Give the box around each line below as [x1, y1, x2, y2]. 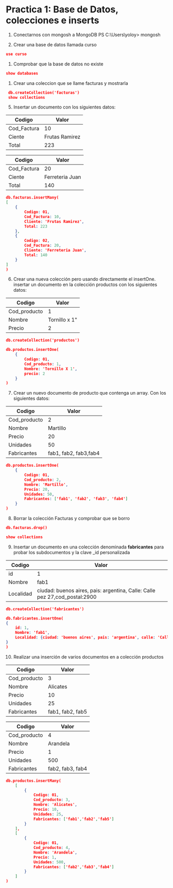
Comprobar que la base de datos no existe [13, 61, 104, 67]
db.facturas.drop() [6, 525, 48, 530]
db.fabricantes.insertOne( [6, 616, 64, 621]
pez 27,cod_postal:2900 [37, 593, 97, 600]
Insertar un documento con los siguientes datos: [13, 104, 116, 110]
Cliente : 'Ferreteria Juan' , [24, 248, 87, 253]
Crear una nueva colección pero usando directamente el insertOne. [13, 276, 156, 282]
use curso [6, 51, 27, 57]
